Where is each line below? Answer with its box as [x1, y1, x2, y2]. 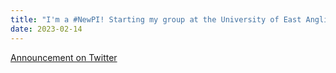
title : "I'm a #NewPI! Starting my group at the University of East [10, 14, 302, 25]
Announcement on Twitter [10, 51, 118, 63]
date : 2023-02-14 [10, 24, 83, 34]
